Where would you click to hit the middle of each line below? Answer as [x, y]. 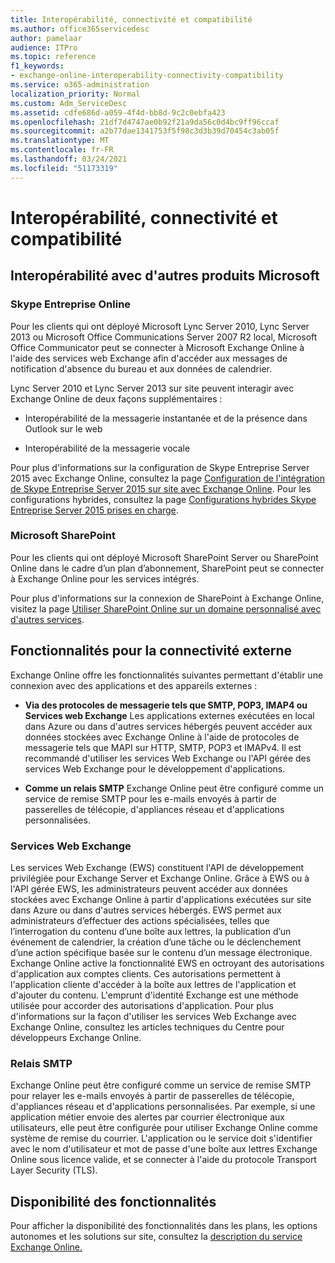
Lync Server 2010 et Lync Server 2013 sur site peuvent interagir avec [152, 388]
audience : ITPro [44, 47]
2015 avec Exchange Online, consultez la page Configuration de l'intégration [168, 478]
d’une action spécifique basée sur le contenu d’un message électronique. [161, 952]
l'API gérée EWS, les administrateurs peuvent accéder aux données [149, 888]
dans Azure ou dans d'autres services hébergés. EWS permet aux [146, 910]
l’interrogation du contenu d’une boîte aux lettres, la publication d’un [151, 931]
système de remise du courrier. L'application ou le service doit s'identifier [161, 1138]
